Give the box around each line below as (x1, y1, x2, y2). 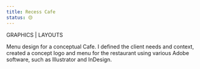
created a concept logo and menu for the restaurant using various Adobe (6, 49, 190, 56)
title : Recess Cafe (6, 8, 56, 15)
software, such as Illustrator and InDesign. (6, 56, 112, 63)
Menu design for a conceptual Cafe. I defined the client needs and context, (6, 43, 195, 50)
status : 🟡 (6, 15, 33, 21)
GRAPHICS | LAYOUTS (6, 31, 63, 38)
